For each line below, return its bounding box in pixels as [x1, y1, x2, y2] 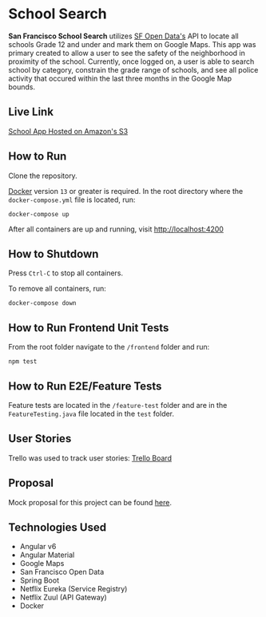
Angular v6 [19, 542, 57, 552]
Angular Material [19, 550, 75, 560]
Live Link [8, 105, 54, 119]
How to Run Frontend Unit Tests [8, 321, 169, 334]
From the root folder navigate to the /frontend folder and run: [8, 342, 210, 352]
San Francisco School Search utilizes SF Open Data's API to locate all [8, 31, 239, 41]
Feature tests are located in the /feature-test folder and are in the [8, 401, 228, 409]
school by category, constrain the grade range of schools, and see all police [8, 65, 259, 74]
